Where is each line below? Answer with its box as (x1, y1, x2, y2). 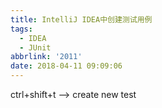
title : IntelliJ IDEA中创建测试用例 (10, 14, 153, 25)
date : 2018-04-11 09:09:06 (10, 61, 123, 71)
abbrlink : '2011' (10, 52, 83, 62)
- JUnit (19, 42, 52, 53)
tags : (10, 24, 33, 34)
